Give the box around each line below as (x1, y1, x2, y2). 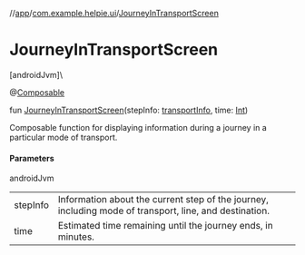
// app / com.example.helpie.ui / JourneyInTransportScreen (9, 8, 220, 18)
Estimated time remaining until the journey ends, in (57, 220, 274, 232)
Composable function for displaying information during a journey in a (9, 122, 268, 132)
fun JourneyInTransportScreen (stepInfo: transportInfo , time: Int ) (9, 104, 249, 115)
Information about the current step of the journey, (57, 193, 270, 206)
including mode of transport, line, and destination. (57, 204, 271, 217)
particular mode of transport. (9, 132, 118, 142)
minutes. (57, 230, 95, 243)
